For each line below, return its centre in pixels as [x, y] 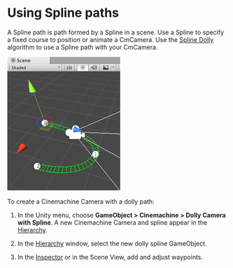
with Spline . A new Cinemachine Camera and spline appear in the [112, 223]
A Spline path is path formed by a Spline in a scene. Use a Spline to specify [116, 32]
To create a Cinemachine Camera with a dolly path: [81, 202]
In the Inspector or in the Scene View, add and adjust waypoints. [110, 257]
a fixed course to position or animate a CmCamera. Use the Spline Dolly [111, 39]
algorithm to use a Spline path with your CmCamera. [83, 47]
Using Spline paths [63, 13]
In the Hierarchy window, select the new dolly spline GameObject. [112, 244]
